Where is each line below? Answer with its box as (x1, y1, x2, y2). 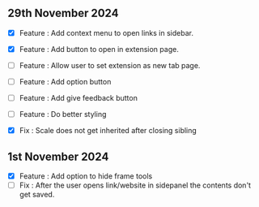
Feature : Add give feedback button (19, 93, 138, 103)
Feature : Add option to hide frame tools (19, 171, 153, 181)
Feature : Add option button (19, 77, 112, 86)
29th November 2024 (7, 6, 119, 20)
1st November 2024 (7, 149, 109, 163)
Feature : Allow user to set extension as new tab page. (19, 60, 201, 70)
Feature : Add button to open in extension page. (19, 44, 179, 54)
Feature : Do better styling (19, 110, 107, 119)
